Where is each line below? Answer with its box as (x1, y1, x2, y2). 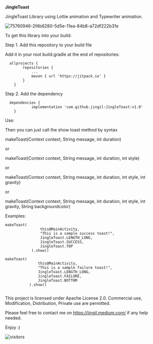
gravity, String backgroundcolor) (5, 204, 71, 209)
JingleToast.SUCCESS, (40, 239, 84, 244)
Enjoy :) (5, 324, 21, 330)
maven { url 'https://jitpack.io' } (31, 74, 106, 79)
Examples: (5, 213, 26, 219)
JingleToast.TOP (40, 244, 73, 249)
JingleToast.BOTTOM (38, 278, 78, 283)
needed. (5, 315, 22, 321)
